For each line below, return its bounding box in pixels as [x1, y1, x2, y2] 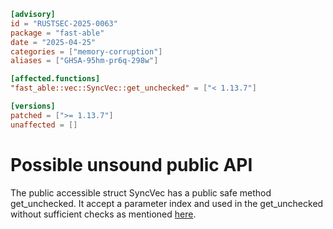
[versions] [10, 101, 56, 111]
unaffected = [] [10, 120, 78, 130]
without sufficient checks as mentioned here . [10, 208, 197, 220]
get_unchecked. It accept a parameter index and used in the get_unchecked [10, 197, 324, 209]
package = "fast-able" [10, 28, 105, 38]
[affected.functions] [10, 74, 101, 84]
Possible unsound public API [10, 153, 253, 176]
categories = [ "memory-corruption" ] [10, 46, 163, 57]
